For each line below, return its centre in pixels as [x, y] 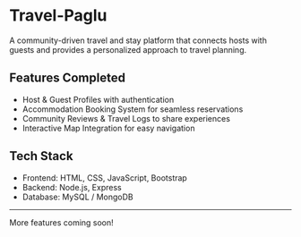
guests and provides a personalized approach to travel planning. [128, 49]
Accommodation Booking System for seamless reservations [133, 109]
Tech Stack [41, 156]
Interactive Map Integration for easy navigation [108, 128]
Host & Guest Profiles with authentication [98, 99]
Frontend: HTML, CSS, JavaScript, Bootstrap [105, 178]
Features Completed [67, 78]
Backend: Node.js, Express [72, 187]
